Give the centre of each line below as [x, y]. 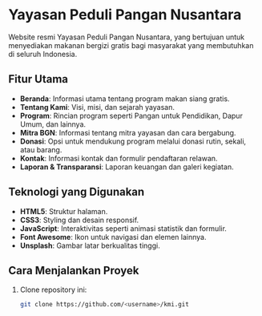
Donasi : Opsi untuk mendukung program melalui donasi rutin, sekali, [133, 141]
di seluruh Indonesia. [43, 54]
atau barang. [41, 149]
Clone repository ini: [53, 290]
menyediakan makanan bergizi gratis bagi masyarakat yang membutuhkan [131, 45]
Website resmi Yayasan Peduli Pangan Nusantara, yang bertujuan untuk [127, 37]
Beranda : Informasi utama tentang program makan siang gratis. [125, 99]
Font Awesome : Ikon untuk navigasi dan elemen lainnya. [113, 237]
